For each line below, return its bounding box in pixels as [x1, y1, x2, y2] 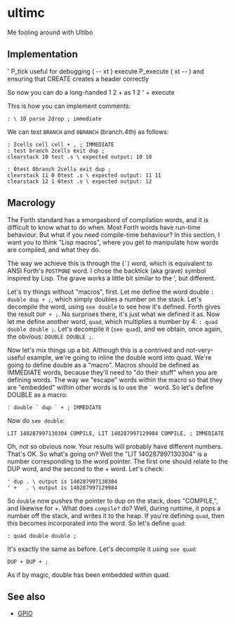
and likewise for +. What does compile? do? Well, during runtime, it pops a [7, 503, 221, 513]
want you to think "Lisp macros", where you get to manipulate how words [7, 238, 219, 246]
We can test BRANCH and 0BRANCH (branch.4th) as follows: [7, 128, 170, 136]
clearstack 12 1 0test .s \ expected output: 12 [7, 177, 152, 185]
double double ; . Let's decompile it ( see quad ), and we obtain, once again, [7, 325, 222, 333]
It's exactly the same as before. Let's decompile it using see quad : [7, 545, 198, 553]
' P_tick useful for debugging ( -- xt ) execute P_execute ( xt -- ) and [7, 67, 205, 75]
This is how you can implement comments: [7, 102, 131, 110]
